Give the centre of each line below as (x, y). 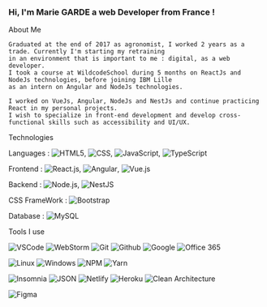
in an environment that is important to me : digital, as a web (119, 59)
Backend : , (44, 185)
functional (27, 123)
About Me (25, 30)
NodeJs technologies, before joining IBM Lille (90, 80)
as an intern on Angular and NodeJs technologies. (96, 87)
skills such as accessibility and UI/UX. (119, 123)
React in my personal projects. (63, 109)
